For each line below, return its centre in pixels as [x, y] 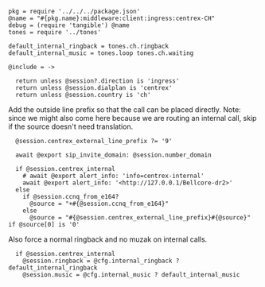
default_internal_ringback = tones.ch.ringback [89, 46]
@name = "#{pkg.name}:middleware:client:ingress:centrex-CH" [112, 18]
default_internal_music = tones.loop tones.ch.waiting [101, 53]
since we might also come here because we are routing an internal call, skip [132, 118]
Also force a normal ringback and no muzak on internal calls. [108, 239]
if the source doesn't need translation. [71, 126]
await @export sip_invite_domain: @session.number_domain [114, 155]
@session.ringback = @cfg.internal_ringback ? [101, 261]
